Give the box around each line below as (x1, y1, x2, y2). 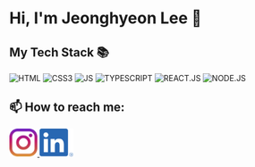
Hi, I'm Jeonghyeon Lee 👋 (9, 8, 202, 29)
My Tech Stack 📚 (9, 45, 110, 60)
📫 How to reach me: (9, 100, 125, 115)
